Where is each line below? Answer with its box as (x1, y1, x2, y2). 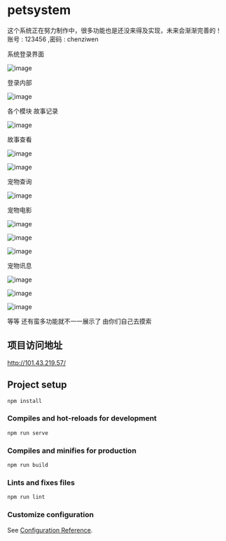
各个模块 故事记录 (7, 107, 58, 115)
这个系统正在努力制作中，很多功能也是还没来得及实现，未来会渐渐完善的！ (7, 26, 222, 34)
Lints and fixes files (7, 478, 76, 488)
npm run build (7, 462, 49, 469)
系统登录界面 (7, 50, 44, 58)
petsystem (7, 2, 71, 18)
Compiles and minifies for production (7, 446, 136, 456)
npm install (7, 397, 42, 404)
